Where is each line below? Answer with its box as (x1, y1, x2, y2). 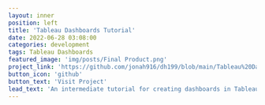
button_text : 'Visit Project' (8, 77, 108, 85)
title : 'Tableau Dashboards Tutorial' (8, 26, 136, 34)
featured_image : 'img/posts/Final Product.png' (8, 56, 168, 64)
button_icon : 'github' (8, 70, 83, 78)
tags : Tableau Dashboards (8, 48, 93, 56)
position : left (8, 19, 58, 27)
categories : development (8, 41, 90, 49)
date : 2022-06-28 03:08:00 (8, 33, 97, 42)
